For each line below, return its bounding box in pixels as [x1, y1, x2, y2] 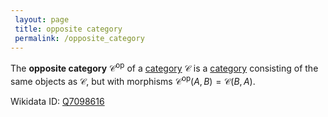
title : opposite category [14, 24, 123, 34]
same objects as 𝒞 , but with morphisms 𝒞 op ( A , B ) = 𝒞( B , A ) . [10, 74, 256, 87]
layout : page [14, 14, 70, 25]
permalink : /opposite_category [14, 33, 145, 43]
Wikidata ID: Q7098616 [10, 95, 105, 107]
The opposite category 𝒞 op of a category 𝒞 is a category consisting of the [10, 61, 319, 75]
